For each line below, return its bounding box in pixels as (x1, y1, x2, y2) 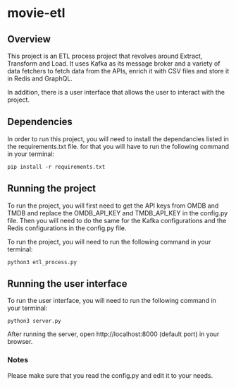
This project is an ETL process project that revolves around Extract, (7, 52, 203, 60)
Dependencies (7, 116, 73, 128)
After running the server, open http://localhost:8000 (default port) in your (7, 330, 220, 338)
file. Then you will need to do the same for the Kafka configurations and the (7, 216, 227, 225)
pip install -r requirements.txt (7, 163, 106, 170)
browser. (7, 338, 33, 346)
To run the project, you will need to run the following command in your (7, 237, 211, 246)
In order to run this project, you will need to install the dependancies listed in (7, 134, 229, 143)
